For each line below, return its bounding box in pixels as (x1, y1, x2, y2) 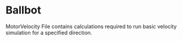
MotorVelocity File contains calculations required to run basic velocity (5, 23, 177, 30)
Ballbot (5, 4, 42, 17)
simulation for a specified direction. (5, 29, 92, 36)
